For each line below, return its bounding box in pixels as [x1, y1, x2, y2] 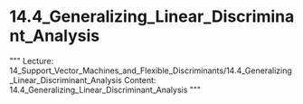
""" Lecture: [9, 55, 54, 66]
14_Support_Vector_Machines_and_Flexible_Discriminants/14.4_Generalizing [9, 65, 292, 76]
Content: [123, 74, 156, 85]
